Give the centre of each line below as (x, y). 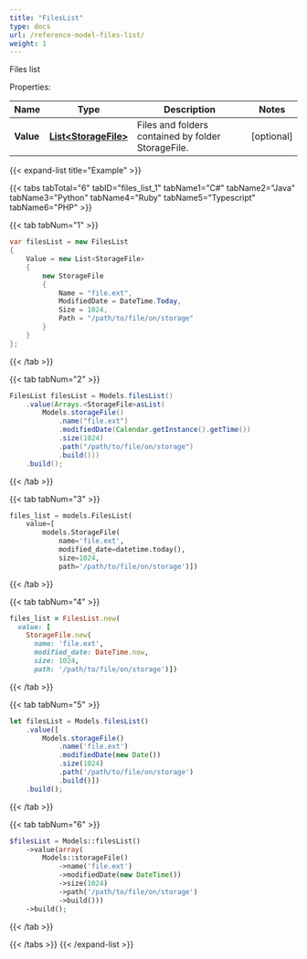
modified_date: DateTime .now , (91, 653)
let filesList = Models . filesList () (79, 721)
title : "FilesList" (47, 18)
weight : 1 (28, 43)
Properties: (31, 87)
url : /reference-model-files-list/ (77, 35)
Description (190, 110)
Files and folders (172, 125)
